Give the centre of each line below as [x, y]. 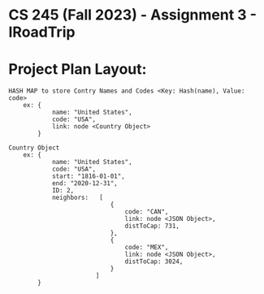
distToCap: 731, [152, 226]
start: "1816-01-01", [89, 176]
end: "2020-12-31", [84, 184]
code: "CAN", [147, 212]
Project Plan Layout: [78, 69]
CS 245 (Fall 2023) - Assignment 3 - [133, 15]
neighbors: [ [78, 198]
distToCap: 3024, [154, 262]
